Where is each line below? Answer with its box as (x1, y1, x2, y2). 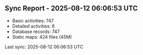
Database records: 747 (12, 28, 60, 35)
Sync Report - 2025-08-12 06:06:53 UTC (5, 4, 138, 13)
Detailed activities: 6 (12, 23, 55, 29)
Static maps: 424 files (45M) (12, 34, 72, 40)
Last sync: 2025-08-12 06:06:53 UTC (5, 43, 84, 50)
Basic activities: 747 (12, 17, 54, 23)
